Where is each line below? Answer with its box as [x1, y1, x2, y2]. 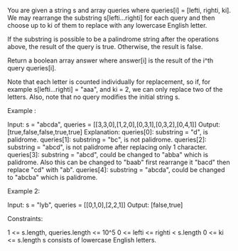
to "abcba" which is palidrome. [7, 173, 98, 181]
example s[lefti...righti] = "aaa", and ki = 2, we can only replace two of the [7, 85, 223, 93]
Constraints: [7, 215, 43, 223]
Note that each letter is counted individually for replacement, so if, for [7, 78, 211, 86]
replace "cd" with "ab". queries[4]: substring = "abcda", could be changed [7, 166, 225, 173]
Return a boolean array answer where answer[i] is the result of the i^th [7, 56, 214, 65]
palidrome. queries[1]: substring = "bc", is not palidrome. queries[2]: [7, 135, 207, 144]
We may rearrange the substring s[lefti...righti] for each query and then [7, 14, 215, 22]
